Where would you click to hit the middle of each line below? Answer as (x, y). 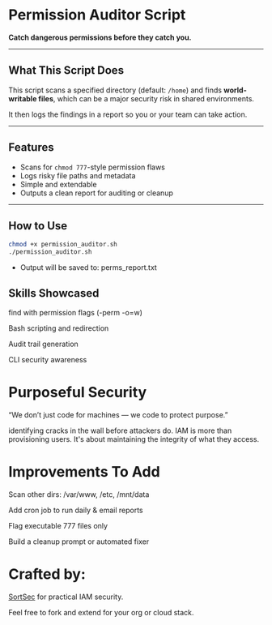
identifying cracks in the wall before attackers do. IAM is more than (120, 430)
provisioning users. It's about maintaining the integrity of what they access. (134, 439)
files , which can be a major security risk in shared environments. (147, 98)
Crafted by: (47, 574)
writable (23, 98)
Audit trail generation (43, 344)
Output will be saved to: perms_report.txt (89, 268)
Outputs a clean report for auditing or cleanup (97, 193)
